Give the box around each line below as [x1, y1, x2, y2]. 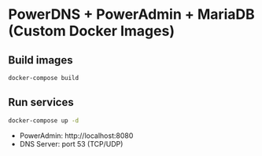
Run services [8, 96, 74, 109]
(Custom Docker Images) [8, 22, 175, 40]
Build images [8, 53, 73, 67]
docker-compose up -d [8, 116, 79, 125]
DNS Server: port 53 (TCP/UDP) [19, 139, 124, 148]
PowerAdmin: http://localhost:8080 [19, 131, 134, 140]
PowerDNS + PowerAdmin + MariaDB [8, 5, 256, 24]
